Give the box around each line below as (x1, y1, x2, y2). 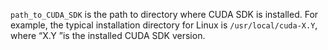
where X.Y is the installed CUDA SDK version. (10, 30, 206, 41)
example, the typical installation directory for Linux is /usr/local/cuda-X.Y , (10, 19, 318, 31)
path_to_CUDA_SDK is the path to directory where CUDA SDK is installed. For (10, 9, 319, 20)
